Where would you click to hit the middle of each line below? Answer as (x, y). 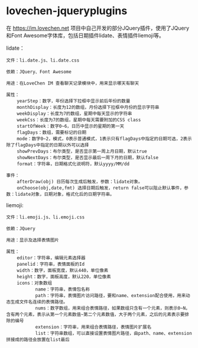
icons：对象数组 (34, 283)
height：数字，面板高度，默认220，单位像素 (64, 276)
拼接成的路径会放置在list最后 (38, 339)
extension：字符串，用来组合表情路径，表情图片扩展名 (93, 327)
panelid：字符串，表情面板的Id (51, 264)
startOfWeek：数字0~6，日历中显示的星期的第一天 (71, 126)
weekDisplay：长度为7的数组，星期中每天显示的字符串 (74, 114)
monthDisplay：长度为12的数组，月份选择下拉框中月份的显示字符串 (88, 107)
